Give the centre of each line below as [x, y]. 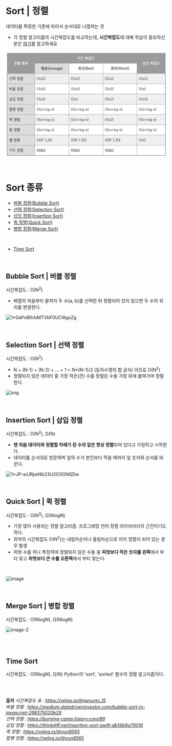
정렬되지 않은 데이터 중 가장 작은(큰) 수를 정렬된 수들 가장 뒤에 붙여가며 [84, 376]
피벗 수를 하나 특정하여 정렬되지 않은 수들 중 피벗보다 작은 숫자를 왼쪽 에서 [86, 552]
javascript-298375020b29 [34, 713]
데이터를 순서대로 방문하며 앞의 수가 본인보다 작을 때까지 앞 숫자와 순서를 [85, 457]
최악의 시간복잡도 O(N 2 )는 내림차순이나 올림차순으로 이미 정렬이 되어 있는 [87, 539]
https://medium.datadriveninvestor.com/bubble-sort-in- [86, 707]
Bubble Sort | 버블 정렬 [41, 276]
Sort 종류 [24, 187]
